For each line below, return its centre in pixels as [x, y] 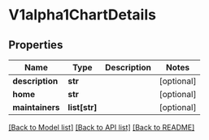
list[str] [83, 107]
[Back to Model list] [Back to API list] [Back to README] [102, 127]
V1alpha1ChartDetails [83, 15]
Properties [36, 45]
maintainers [36, 107]
